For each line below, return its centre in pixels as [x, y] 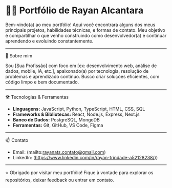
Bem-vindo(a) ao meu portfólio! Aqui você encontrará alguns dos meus [80, 25]
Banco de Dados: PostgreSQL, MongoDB [56, 119]
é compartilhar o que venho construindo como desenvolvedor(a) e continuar [86, 35]
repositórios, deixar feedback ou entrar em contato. [60, 180]
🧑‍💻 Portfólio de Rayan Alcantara [74, 11]
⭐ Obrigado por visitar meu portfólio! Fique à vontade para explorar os [79, 172]
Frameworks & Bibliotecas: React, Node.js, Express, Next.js [76, 114]
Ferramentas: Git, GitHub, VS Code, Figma [58, 125]
